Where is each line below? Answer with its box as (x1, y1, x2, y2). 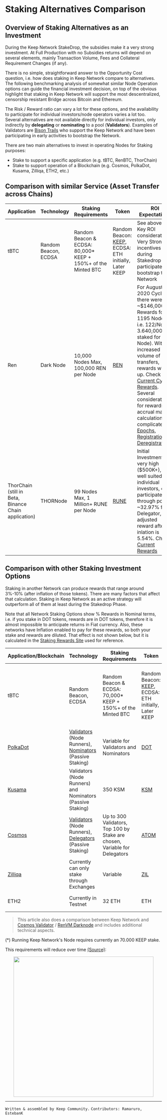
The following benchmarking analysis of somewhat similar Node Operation (5, 81, 158, 86)
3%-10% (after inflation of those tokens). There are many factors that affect (5, 590, 160, 596)
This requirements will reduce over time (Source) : (5, 946, 107, 952)
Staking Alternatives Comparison (5, 3, 146, 15)
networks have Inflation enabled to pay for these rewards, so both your (5, 627, 151, 633)
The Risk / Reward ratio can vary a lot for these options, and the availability (5, 106, 159, 112)
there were (137, 296, 163, 303)
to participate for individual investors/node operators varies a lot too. (5, 111, 146, 117)
